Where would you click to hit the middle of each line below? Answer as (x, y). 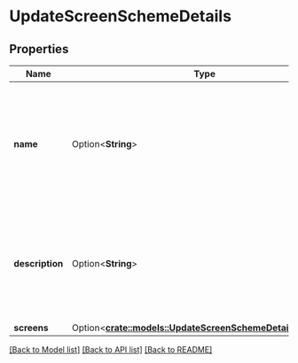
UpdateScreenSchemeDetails (121, 16)
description (39, 263)
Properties (39, 49)
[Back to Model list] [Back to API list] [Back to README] (111, 350)
